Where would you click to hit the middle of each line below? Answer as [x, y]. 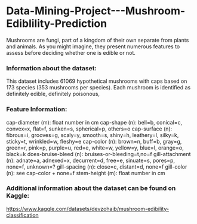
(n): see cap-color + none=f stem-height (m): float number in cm [86, 173]
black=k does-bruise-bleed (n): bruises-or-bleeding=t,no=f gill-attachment [98, 154]
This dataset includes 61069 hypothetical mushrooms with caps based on [97, 81]
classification [22, 215]
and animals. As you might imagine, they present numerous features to [93, 46]
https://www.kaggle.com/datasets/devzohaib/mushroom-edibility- [87, 209]
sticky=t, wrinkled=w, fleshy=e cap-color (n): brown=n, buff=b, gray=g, [94, 141]
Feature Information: [37, 110]
